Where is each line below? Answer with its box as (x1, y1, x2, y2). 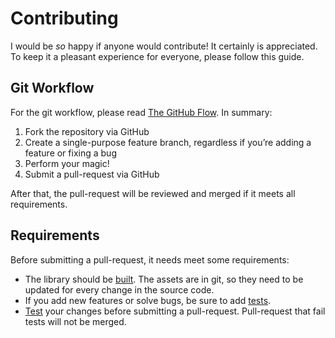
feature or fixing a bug (24, 147, 117, 159)
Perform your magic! (24, 157, 110, 169)
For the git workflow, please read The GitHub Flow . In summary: (10, 106, 273, 118)
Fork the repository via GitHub (24, 125, 150, 137)
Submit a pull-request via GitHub (24, 168, 160, 180)
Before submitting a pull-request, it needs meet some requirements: (10, 253, 290, 266)
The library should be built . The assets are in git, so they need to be (24, 273, 304, 285)
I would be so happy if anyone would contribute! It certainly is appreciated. (10, 40, 318, 52)
